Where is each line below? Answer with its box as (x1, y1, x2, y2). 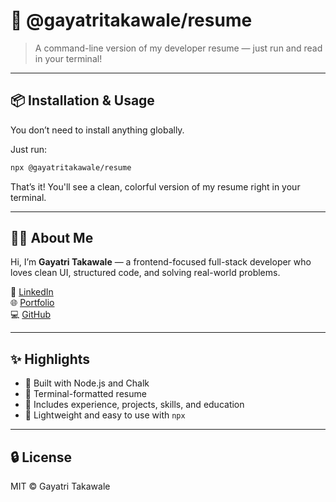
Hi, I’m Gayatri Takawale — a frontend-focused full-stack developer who (10, 256, 312, 268)
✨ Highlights (10, 350, 90, 368)
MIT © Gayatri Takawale (10, 480, 111, 493)
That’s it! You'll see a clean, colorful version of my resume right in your (10, 180, 301, 193)
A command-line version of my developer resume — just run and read (34, 42, 323, 54)
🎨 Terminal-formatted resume (24, 388, 147, 400)
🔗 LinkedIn (10, 286, 54, 298)
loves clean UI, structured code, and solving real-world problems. (10, 267, 281, 279)
